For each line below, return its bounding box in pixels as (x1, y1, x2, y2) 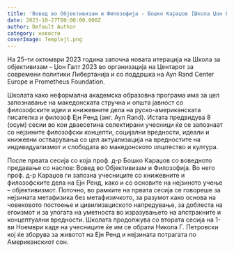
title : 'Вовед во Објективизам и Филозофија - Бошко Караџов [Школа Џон (7, 10, 223, 17)
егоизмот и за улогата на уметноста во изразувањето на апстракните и (7, 208, 221, 217)
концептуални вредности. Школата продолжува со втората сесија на (7, 215, 214, 224)
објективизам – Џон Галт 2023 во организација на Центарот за (7, 63, 194, 71)
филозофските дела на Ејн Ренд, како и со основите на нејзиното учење (7, 178, 223, 187)
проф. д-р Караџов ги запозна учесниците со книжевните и (7, 171, 185, 180)
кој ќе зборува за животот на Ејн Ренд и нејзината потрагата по (7, 231, 196, 239)
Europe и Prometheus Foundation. (7, 77, 106, 86)
